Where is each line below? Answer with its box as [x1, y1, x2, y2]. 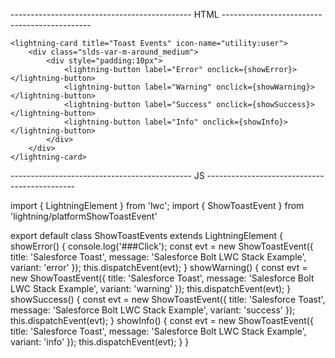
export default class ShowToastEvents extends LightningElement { [10, 230, 284, 241]
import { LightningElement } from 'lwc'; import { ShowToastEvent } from [10, 200, 305, 211]
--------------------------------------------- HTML [10, 9, 220, 20]
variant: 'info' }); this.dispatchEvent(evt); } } [10, 336, 190, 348]
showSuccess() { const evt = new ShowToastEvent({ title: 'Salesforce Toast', [10, 294, 326, 305]
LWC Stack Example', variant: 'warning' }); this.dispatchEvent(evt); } [10, 283, 292, 294]
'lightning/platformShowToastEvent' [10, 210, 158, 222]
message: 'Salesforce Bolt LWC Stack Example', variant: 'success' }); [10, 304, 296, 316]
